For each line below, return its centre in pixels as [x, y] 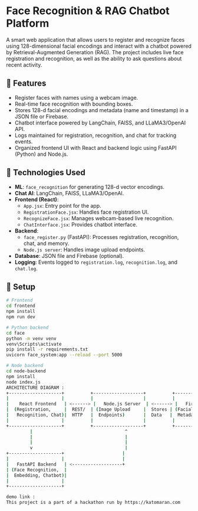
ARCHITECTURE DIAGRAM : [35, 388]
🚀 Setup [21, 286]
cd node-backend [26, 371]
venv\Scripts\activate [34, 344]
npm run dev [21, 317]
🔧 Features [26, 83]
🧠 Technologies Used [46, 173]
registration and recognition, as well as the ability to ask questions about [94, 58]
